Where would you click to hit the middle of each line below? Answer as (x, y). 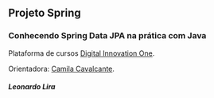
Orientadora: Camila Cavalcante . (62, 69)
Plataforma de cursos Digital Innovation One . (82, 53)
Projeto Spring (45, 13)
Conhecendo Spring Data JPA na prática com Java (107, 36)
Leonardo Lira (32, 87)
